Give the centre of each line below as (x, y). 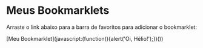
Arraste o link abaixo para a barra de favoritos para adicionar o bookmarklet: (101, 27)
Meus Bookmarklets (58, 10)
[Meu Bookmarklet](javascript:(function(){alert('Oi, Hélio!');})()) (85, 38)
